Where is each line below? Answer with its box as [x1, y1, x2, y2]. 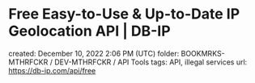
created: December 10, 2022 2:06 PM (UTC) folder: [8, 48, 180, 58]
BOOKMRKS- [181, 48, 225, 58]
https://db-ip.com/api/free [8, 65, 96, 75]
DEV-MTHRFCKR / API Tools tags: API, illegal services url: [53, 57, 248, 67]
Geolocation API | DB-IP [8, 22, 172, 40]
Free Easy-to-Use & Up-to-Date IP [8, 5, 240, 23]
